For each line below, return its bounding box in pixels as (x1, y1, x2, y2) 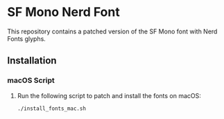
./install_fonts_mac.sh (17, 105, 87, 112)
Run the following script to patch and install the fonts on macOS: (17, 91, 201, 100)
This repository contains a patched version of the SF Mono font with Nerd (7, 27, 218, 35)
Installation (7, 55, 57, 67)
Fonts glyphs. (7, 34, 46, 42)
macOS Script (7, 76, 55, 86)
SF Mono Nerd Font (7, 4, 120, 20)
